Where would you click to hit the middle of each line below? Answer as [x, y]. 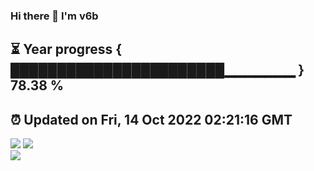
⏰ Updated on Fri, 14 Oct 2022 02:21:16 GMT [151, 119]
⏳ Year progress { [66, 49]
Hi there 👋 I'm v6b [54, 16]
